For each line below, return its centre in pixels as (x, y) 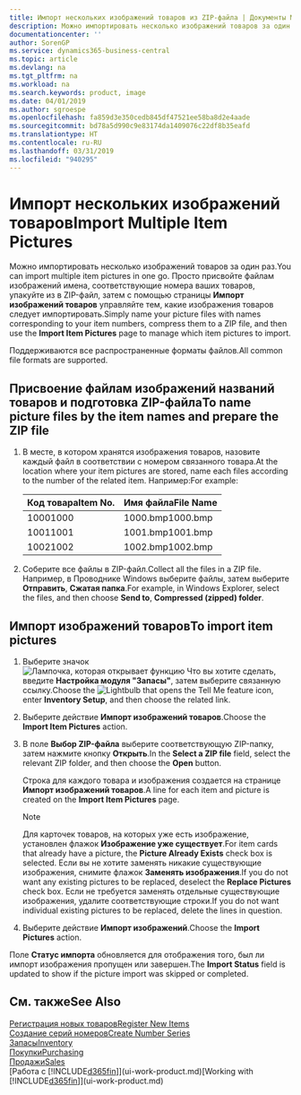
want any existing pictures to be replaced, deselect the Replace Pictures (157, 882)
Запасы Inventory (41, 1042)
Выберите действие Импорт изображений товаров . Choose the (144, 717)
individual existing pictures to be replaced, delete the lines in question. (152, 910)
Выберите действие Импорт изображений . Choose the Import (141, 928)
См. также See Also (65, 1002)
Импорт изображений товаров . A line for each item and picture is (146, 790)
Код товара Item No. (71, 503)
